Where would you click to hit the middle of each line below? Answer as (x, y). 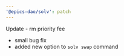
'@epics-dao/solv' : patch (38, 12)
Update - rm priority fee (35, 29)
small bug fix (30, 40)
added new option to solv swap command (66, 46)
